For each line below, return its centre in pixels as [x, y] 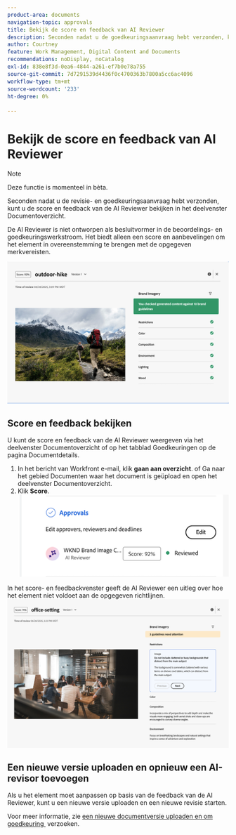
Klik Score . [33, 491]
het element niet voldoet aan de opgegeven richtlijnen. [86, 595]
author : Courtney [33, 45]
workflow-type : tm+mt [39, 81]
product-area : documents [44, 15]
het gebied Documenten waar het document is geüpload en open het [117, 476]
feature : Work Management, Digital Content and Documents [94, 52]
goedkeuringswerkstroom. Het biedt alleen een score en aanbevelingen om [116, 237]
